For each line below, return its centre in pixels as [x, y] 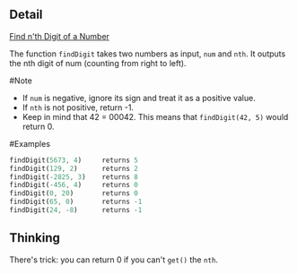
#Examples [30, 143]
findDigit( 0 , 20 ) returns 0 [74, 193]
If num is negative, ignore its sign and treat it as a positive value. [139, 98]
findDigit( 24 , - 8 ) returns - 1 [76, 210]
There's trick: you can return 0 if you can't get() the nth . [114, 260]
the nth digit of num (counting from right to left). [98, 63]
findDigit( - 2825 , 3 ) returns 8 [74, 177]
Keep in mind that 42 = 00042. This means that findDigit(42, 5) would [155, 116]
